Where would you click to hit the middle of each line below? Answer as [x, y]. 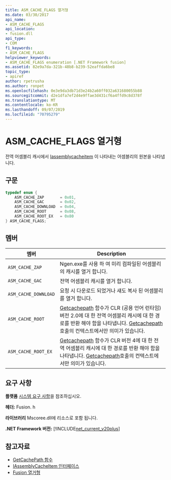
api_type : [16, 39]
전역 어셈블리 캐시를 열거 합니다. [96, 281]
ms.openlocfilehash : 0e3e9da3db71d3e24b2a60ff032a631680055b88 [74, 91]
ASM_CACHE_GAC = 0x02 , [45, 202]
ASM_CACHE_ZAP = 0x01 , [45, 197]
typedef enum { [21, 193]
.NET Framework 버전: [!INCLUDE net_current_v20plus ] [63, 429]
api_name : [16, 19]
